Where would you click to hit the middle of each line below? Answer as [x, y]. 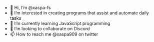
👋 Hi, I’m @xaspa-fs [30, 8]
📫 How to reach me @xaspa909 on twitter [54, 34]
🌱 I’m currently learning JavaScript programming [60, 23]
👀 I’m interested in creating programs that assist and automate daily [79, 13]
